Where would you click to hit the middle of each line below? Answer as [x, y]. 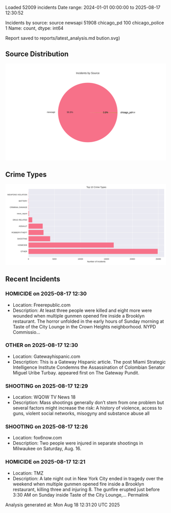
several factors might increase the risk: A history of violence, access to [87, 408]
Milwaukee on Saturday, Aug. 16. [47, 449]
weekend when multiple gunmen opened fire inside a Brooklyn [78, 484]
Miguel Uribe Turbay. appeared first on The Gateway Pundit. [76, 372]
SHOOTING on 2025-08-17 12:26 [47, 427]
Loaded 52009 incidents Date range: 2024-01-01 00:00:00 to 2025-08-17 [83, 7]
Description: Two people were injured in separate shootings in [78, 443]
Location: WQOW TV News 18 [44, 397]
